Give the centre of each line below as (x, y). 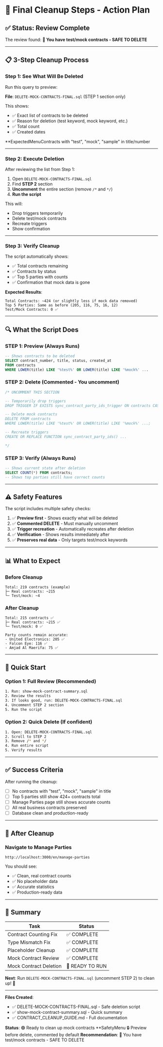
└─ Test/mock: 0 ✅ (24, 627)
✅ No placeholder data (35, 881)
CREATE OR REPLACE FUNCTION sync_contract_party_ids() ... (66, 437)
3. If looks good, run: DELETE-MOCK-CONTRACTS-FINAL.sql (64, 700)
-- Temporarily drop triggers (36, 401)
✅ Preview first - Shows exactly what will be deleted (65, 518)
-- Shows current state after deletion (45, 468)
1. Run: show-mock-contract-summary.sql (47, 691)
